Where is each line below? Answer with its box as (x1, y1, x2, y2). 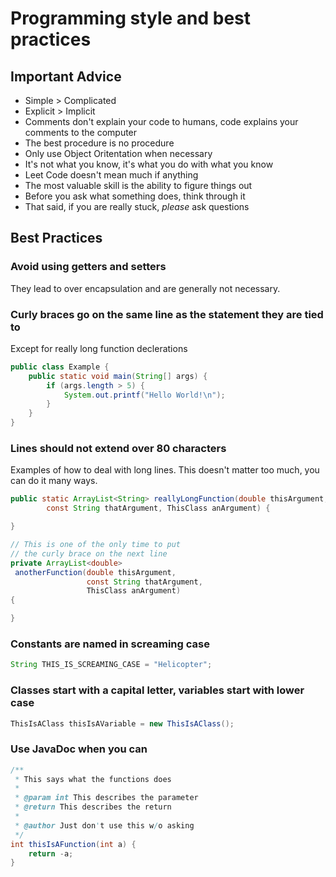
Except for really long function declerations (10, 342, 188, 354)
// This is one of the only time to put (10, 540, 182, 550)
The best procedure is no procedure (24, 137, 175, 149)
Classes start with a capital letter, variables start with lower (10, 683, 305, 697)
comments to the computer (24, 127, 138, 138)
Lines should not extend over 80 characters (10, 442, 227, 456)
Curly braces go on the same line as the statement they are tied (10, 307, 324, 321)
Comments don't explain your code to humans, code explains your (24, 116, 299, 127)
